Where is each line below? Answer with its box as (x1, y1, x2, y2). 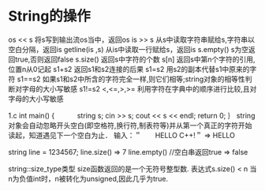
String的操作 (8, 7, 91, 25)
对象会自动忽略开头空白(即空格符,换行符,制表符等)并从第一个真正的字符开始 (8, 120, 252, 130)
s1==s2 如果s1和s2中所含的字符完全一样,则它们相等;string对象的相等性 (17, 74, 246, 84)
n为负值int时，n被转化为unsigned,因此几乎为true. (8, 174, 169, 183)
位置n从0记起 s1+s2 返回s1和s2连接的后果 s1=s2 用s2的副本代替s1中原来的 (8, 64, 250, 73)
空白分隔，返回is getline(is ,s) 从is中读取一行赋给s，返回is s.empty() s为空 (8, 44, 249, 54)
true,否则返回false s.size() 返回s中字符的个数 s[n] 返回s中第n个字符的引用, (14, 54, 256, 64)
